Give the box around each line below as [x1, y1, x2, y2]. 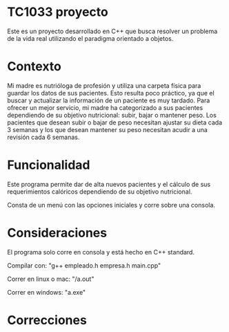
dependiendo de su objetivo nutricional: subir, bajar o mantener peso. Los [7, 111, 217, 119]
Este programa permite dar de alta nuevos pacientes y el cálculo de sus [7, 180, 211, 188]
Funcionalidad [7, 157, 91, 173]
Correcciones [7, 312, 88, 328]
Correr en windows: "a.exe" [7, 288, 86, 296]
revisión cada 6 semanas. [7, 133, 80, 141]
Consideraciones [7, 225, 108, 241]
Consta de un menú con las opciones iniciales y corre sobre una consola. [7, 201, 216, 209]
